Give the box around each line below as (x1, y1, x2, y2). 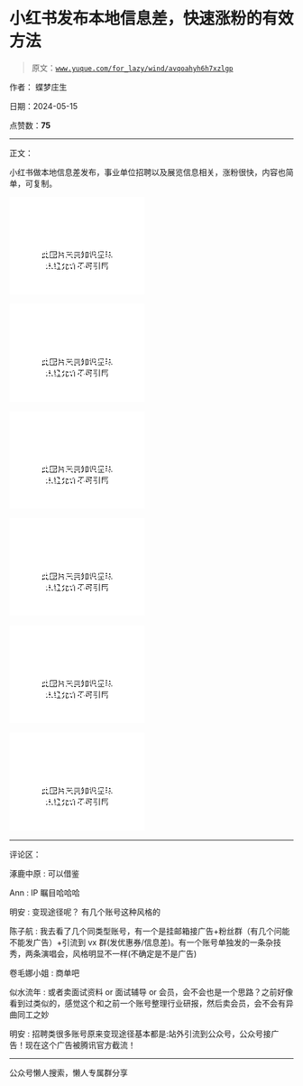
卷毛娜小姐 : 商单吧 (9, 967, 79, 978)
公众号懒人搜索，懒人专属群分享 (9, 1067, 128, 1078)
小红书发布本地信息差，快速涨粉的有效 (9, 8, 295, 29)
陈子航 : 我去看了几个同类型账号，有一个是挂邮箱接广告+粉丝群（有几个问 (9, 925, 282, 936)
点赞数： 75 (9, 119, 51, 131)
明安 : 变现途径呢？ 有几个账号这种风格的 (9, 906, 161, 917)
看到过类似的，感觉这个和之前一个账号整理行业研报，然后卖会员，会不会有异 (9, 998, 294, 1008)
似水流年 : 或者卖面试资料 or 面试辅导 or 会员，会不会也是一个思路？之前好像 (9, 986, 293, 998)
